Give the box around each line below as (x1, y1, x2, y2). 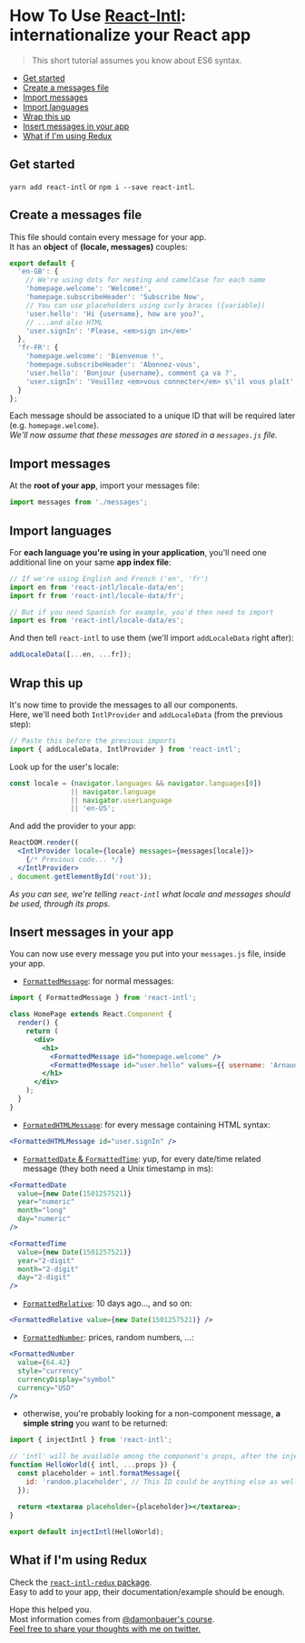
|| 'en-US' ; (70, 804, 116, 814)
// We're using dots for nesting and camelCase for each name (25, 276, 266, 285)
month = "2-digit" (17, 1265, 79, 1274)
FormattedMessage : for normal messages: (22, 976, 174, 987)
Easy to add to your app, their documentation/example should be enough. (9, 1586, 285, 1597)
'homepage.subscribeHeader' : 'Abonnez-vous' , (25, 360, 202, 369)
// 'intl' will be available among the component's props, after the (9, 1452, 279, 1461)
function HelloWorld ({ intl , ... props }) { (9, 1460, 177, 1469)
